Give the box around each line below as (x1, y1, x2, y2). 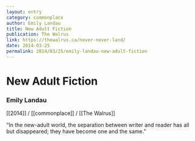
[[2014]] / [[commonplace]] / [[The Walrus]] (6, 110, 116, 117)
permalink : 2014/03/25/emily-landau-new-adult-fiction (6, 48, 148, 54)
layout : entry (6, 8, 42, 15)
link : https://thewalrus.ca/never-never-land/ (6, 37, 126, 43)
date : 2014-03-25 (6, 43, 50, 49)
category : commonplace (6, 15, 64, 21)
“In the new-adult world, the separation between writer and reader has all (6, 122, 190, 129)
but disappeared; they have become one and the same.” (6, 128, 147, 135)
